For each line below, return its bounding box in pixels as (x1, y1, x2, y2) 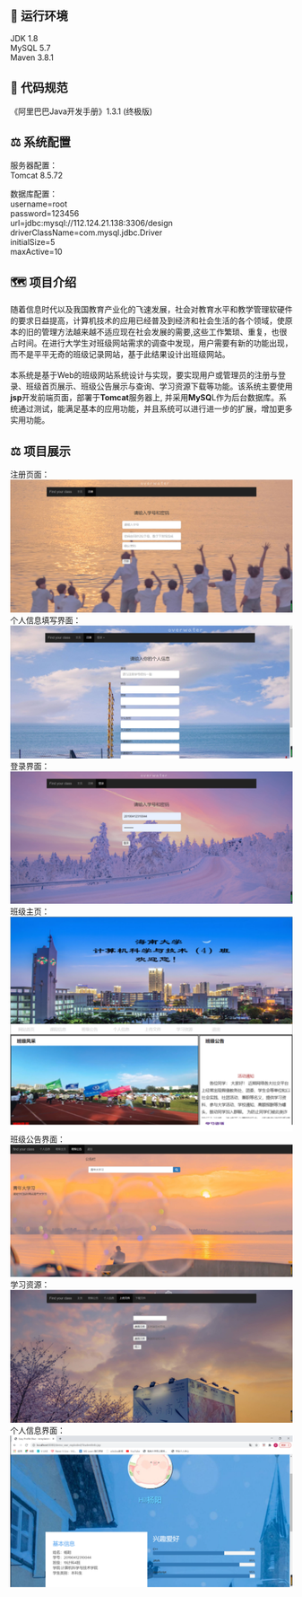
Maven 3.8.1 (10, 52, 55, 63)
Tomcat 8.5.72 (10, 170, 64, 181)
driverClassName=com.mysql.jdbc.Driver (10, 227, 163, 238)
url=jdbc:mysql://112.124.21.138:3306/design (10, 218, 174, 229)
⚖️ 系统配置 (10, 135, 71, 150)
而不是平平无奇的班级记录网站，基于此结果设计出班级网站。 (10, 349, 230, 360)
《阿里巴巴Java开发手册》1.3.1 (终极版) (10, 106, 153, 117)
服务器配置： (10, 160, 57, 171)
